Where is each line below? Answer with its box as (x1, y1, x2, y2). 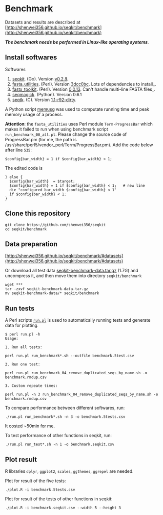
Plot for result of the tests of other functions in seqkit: (5, 496, 113, 502)
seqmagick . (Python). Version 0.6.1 (12, 91, 82, 97)
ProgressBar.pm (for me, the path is (5, 136, 77, 142)
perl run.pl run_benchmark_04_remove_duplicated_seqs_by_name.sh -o (5, 371, 147, 376)
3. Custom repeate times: (5, 384, 58, 388)
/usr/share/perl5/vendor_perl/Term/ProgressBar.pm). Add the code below (5, 142, 153, 148)
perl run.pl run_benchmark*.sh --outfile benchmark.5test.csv (5, 354, 134, 359)
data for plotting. (5, 322, 39, 329)
